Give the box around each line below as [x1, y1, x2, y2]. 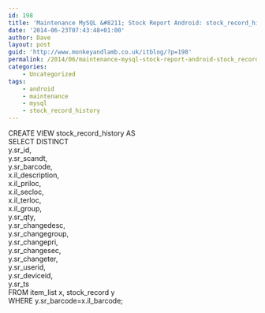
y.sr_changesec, [8, 246, 62, 255]
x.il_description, [8, 170, 60, 180]
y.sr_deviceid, [8, 271, 54, 280]
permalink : [8, 56, 44, 64]
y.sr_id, [8, 145, 32, 155]
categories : [8, 63, 47, 71]
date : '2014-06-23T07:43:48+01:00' [8, 26, 125, 34]
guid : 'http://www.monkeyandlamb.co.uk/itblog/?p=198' [8, 48, 192, 56]
